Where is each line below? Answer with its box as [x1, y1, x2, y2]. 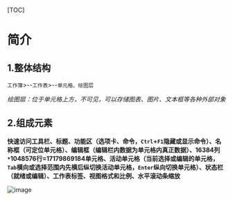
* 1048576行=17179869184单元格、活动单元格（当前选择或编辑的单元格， [7, 154, 219, 162]
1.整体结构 [7, 62, 51, 73]
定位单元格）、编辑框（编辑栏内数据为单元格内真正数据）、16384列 [31, 146, 221, 154]
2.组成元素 [7, 117, 53, 129]
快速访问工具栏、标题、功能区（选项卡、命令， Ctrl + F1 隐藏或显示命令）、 [7, 137, 216, 145]
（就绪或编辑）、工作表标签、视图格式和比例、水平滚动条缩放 [7, 171, 180, 180]
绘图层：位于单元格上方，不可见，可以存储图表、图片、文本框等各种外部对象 [7, 95, 226, 103]
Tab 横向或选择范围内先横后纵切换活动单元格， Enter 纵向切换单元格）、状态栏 [7, 163, 224, 171]
